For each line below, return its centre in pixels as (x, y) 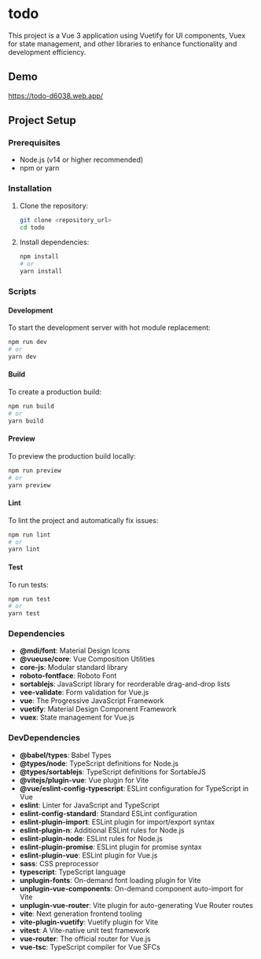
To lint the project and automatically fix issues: (83, 520)
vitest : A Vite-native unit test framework (85, 930)
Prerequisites (34, 143)
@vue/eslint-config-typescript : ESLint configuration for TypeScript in (134, 788)
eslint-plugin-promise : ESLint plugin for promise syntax (110, 847)
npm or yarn (39, 168)
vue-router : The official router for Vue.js (85, 939)
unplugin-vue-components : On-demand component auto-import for (131, 888)
